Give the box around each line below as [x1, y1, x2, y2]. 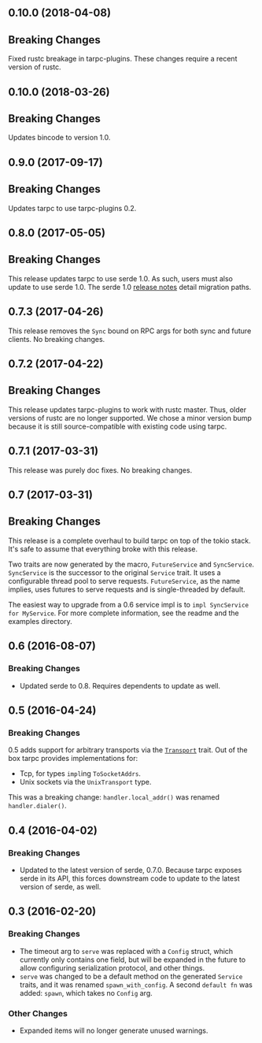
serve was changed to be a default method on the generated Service [19, 971, 243, 981]
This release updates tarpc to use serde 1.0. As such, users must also [8, 273, 234, 283]
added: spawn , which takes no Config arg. [19, 988, 153, 997]
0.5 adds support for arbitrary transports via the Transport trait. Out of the [8, 745, 248, 755]
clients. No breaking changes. [8, 334, 105, 343]
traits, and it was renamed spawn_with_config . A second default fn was [19, 980, 253, 989]
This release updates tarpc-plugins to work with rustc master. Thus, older [8, 405, 246, 414]
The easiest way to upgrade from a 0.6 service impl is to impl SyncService [8, 599, 249, 609]
